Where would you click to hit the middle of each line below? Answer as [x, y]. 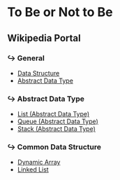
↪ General [26, 58]
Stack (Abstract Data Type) [56, 129]
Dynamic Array [39, 162]
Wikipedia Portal [44, 38]
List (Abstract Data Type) [53, 114]
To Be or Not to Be [60, 12]
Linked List [33, 169]
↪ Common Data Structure [54, 147]
